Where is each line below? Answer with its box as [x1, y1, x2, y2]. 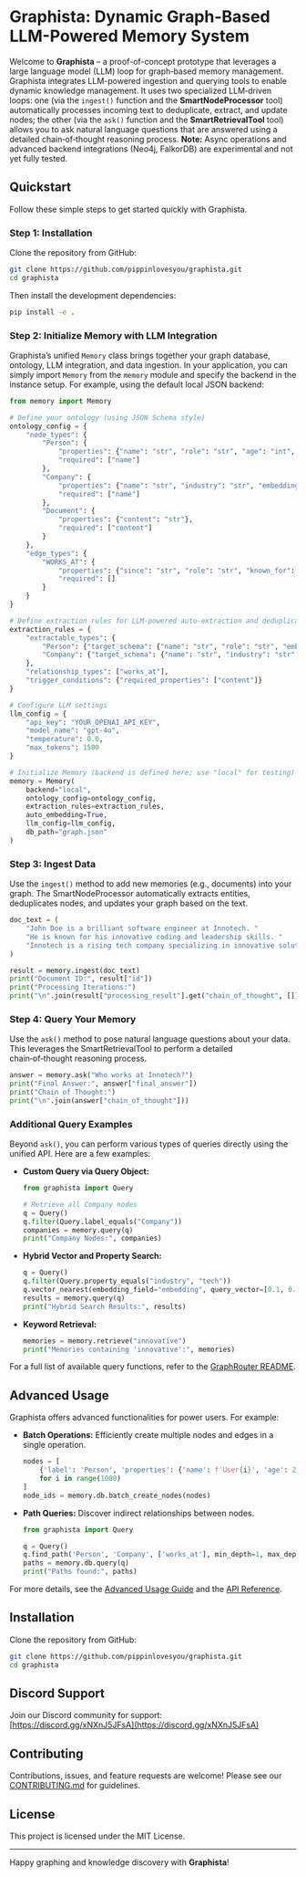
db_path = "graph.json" [25, 828, 107, 837]
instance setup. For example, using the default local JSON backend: [9, 379, 264, 390]
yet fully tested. [9, 152, 68, 163]
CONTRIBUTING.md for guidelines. [9, 1780, 141, 1791]
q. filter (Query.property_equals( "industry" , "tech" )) [22, 1276, 231, 1286]
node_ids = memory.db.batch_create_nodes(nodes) [22, 1491, 211, 1500]
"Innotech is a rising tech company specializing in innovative [25, 940, 275, 950]
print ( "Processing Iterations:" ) [9, 983, 137, 992]
